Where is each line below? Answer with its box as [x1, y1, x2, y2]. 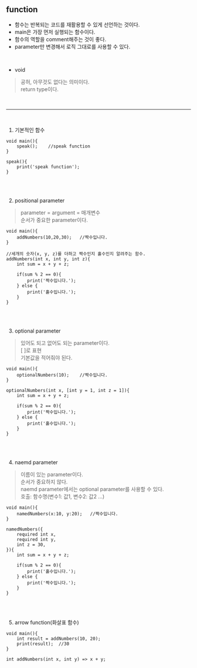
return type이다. [20, 85, 59, 93]
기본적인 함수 [14, 126, 45, 133]
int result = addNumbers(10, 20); [16, 636, 101, 642]
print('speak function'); [16, 164, 80, 170]
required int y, [16, 536, 57, 542]
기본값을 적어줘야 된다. [20, 354, 73, 361]
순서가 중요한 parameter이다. [20, 216, 88, 223]
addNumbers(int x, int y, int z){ [6, 256, 91, 262]
